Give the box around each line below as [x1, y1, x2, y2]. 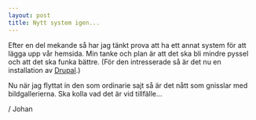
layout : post [8, 11, 51, 20]
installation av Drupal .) [8, 65, 81, 75]
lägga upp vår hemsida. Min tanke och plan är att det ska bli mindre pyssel [8, 49, 249, 58]
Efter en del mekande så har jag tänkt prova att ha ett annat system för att [8, 40, 247, 49]
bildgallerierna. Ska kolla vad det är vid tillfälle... [8, 89, 163, 98]
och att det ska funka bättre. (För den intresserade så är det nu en [8, 56, 221, 67]
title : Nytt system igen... [8, 19, 101, 27]
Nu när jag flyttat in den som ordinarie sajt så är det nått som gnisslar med [8, 80, 248, 90]
